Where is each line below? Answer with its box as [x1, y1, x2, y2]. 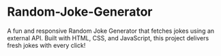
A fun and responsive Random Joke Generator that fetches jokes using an [7, 27, 215, 35]
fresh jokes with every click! [7, 41, 86, 49]
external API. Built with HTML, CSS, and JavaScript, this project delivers [7, 33, 209, 42]
